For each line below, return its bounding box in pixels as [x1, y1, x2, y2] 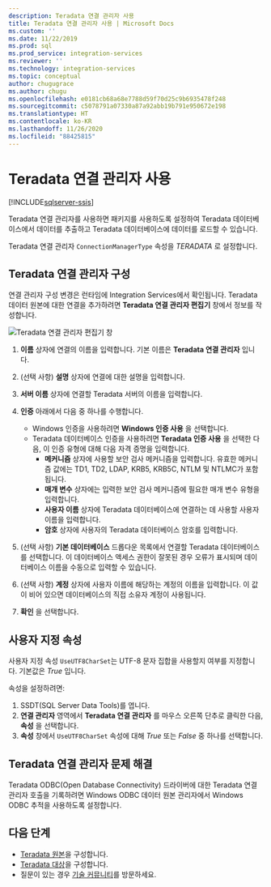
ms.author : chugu [8, 87, 67, 96]
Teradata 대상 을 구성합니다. [19, 859, 108, 869]
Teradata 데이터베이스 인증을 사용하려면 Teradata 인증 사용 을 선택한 [32, 434, 252, 444]
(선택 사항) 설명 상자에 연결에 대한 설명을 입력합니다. [19, 372, 185, 382]
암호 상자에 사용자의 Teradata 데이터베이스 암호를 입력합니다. [44, 525, 239, 535]
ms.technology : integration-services [8, 65, 136, 73]
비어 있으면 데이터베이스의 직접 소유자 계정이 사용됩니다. [28, 590, 206, 599]
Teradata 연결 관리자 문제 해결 [8, 757, 153, 770]
